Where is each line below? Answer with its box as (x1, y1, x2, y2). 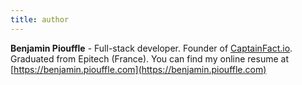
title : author (10, 14, 70, 25)
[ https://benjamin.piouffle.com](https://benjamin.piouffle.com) (10, 63, 267, 75)
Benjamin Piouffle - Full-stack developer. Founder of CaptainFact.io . (10, 42, 293, 54)
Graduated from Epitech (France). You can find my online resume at (10, 52, 289, 65)
